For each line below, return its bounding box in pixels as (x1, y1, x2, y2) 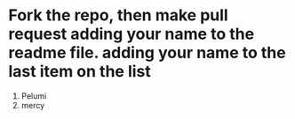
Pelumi (20, 90, 47, 101)
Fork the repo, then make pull (8, 5, 228, 26)
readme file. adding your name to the (8, 43, 286, 63)
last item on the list (8, 62, 152, 82)
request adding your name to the (8, 24, 255, 44)
